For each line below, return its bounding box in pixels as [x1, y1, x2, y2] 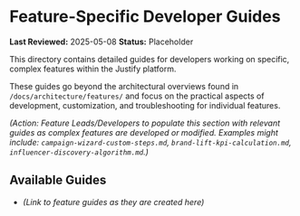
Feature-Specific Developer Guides [9, 6, 281, 27]
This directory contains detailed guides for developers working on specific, [9, 53, 290, 64]
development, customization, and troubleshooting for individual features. [9, 99, 281, 110]
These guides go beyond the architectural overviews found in [9, 80, 239, 91]
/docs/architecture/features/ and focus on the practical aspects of [9, 90, 265, 101]
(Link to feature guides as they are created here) [22, 196, 205, 207]
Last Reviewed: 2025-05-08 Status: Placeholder [9, 36, 194, 47]
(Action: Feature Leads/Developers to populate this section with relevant [9, 117, 281, 128]
